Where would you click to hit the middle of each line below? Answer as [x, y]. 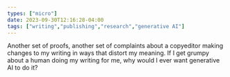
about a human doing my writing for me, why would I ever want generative [114, 60]
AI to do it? [23, 68]
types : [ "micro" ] [32, 13]
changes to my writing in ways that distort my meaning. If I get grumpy [108, 53]
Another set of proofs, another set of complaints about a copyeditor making [115, 46]
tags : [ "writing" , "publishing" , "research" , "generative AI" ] [96, 26]
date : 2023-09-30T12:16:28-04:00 [56, 20]
